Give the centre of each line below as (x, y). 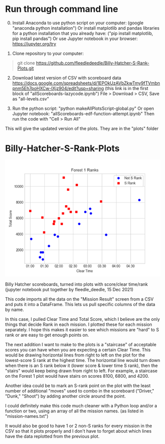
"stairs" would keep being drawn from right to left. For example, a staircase (81, 371)
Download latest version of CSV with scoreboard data (67, 78)
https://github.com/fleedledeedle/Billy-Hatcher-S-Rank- (93, 63)
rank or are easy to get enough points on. (47, 335)
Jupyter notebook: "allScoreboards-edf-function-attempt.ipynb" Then (83, 113)
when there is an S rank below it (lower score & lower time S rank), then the (82, 365)
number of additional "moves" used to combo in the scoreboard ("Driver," (80, 391)
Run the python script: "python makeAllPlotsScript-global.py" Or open (83, 108)
